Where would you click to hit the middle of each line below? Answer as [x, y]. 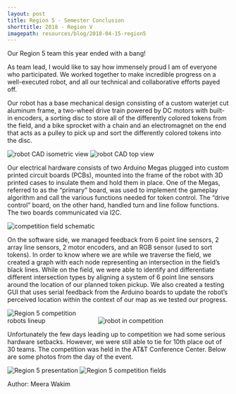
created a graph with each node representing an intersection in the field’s [114, 262]
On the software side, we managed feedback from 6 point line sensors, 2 [113, 240]
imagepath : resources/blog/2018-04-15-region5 [77, 33]
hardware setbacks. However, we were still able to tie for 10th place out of [114, 342]
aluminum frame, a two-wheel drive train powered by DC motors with [107, 110]
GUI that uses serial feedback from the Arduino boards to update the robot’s [118, 292]
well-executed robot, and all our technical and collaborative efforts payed [114, 82]
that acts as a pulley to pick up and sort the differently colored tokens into [114, 133]
